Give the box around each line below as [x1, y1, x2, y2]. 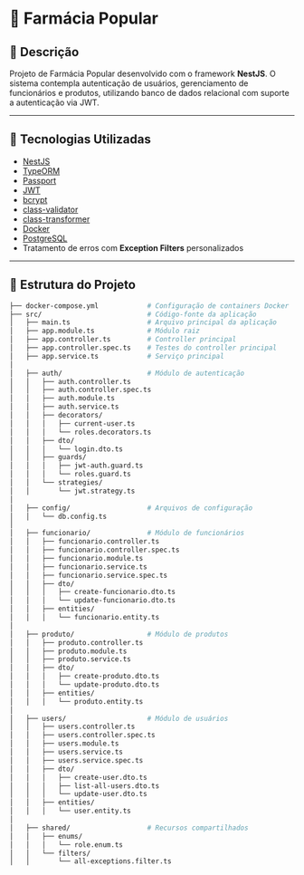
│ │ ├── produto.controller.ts [9, 638, 144, 647]
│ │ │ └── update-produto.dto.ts [9, 680, 160, 689]
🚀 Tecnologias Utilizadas [9, 131, 151, 148]
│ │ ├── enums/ [9, 832, 83, 841]
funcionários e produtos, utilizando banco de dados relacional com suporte [9, 88, 290, 98]
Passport [22, 175, 57, 186]
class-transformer [22, 213, 90, 225]
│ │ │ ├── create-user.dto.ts [9, 773, 147, 782]
